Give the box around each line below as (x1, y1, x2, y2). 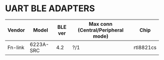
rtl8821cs (133, 44, 157, 51)
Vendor (7, 26, 25, 33)
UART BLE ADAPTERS (5, 3, 95, 14)
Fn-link (7, 44, 24, 51)
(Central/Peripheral (78, 26, 123, 33)
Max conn (88, 20, 113, 27)
